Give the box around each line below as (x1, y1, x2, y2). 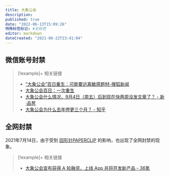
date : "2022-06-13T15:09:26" (5, 21, 67, 27)
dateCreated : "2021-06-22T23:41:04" (5, 36, 83, 41)
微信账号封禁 (5, 56, 46, 64)
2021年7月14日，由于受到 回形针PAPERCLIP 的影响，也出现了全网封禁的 (5, 137, 156, 143)
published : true (5, 17, 40, 22)
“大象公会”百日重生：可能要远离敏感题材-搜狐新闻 (25, 81, 129, 87)
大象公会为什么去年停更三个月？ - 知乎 (25, 106, 106, 112)
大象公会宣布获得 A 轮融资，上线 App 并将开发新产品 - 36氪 (25, 165, 150, 171)
